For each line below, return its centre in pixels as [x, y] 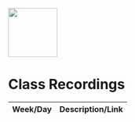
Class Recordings [67, 84]
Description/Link [91, 109]
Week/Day [32, 109]
